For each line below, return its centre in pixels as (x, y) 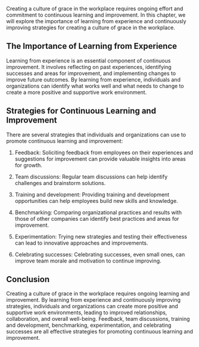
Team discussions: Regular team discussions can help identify (91, 176)
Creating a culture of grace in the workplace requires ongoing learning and (98, 293)
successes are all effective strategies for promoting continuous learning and (100, 332)
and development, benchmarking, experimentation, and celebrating (89, 325)
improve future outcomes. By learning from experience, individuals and (93, 79)
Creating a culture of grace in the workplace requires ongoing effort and (95, 9)
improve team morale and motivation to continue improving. (88, 261)
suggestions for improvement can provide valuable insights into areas (100, 159)
